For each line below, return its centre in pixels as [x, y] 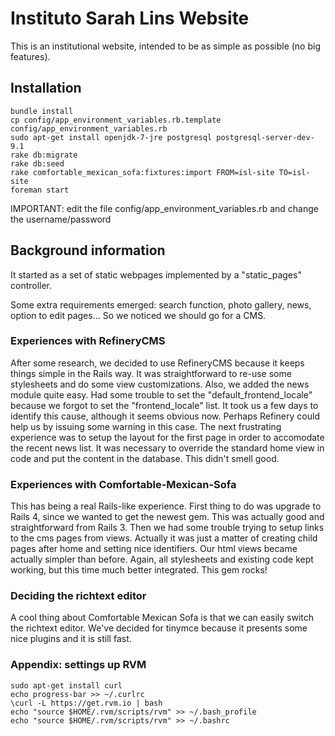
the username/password [61, 219]
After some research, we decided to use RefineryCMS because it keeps [157, 363]
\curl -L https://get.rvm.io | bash [86, 703]
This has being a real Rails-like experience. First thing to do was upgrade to [166, 506]
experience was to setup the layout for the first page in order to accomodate [167, 437]
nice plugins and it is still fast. [71, 639]
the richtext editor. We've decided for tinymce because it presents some [159, 628]
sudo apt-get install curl [66, 685]
